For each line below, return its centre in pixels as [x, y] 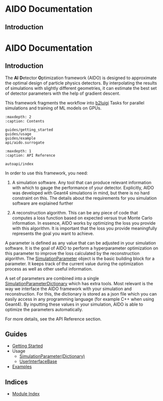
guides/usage [18, 134]
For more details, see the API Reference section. [54, 319]
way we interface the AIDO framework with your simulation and [69, 289]
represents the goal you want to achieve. [53, 233]
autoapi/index [19, 164]
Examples [22, 367]
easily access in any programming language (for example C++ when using [80, 299]
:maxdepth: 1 [18, 151]
